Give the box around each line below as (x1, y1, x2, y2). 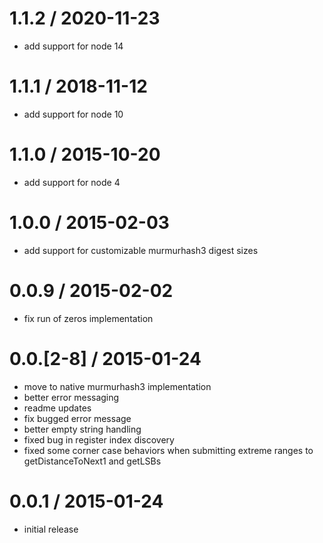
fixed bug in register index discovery (23, 433, 175, 446)
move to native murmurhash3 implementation (23, 380, 212, 392)
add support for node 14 (23, 40, 124, 52)
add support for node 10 (23, 108, 124, 120)
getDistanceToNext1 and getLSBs (23, 455, 162, 467)
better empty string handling (23, 423, 142, 435)
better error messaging (23, 391, 120, 403)
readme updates (23, 402, 92, 414)
